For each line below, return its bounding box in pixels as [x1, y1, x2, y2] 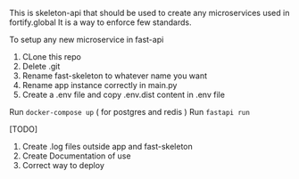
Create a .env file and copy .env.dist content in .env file [21, 89, 226, 100]
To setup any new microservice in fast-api [9, 35, 164, 45]
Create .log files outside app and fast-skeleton [21, 142, 194, 151]
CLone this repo [21, 52, 82, 61]
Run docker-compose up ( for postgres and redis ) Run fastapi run [9, 107, 250, 117]
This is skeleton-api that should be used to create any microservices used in [9, 8, 290, 18]
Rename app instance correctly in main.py [21, 80, 178, 90]
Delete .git [21, 61, 61, 71]
